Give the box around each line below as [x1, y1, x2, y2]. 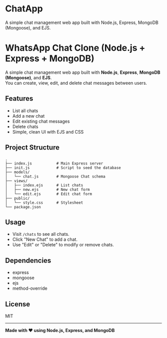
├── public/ [5, 195, 30, 201]
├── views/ [5, 178, 28, 183]
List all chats [12, 108, 38, 114]
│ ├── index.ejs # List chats [5, 182, 83, 187]
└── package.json [5, 204, 41, 209]
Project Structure [5, 143, 60, 152]
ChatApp [5, 3, 43, 14]
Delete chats [12, 123, 39, 130]
